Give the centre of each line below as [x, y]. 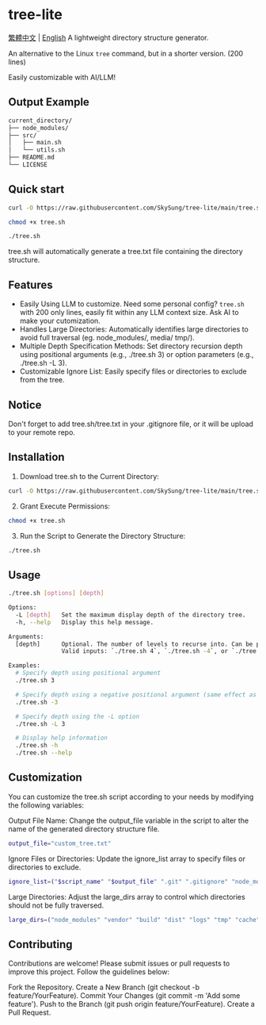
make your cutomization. [60, 321]
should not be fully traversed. [56, 905]
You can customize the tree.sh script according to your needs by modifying [131, 797]
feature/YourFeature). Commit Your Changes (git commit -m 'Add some [124, 996]
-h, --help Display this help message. [85, 622]
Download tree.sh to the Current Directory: [89, 476]
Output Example [49, 102]
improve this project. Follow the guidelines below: [89, 972]
